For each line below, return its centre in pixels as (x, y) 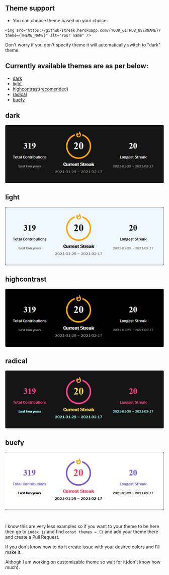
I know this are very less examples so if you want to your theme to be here (82, 526)
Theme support (30, 8)
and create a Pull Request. (32, 537)
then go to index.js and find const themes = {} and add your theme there (82, 532)
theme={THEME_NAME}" (27, 35)
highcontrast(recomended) (40, 89)
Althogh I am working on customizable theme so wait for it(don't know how (83, 562)
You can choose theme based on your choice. (60, 20)
